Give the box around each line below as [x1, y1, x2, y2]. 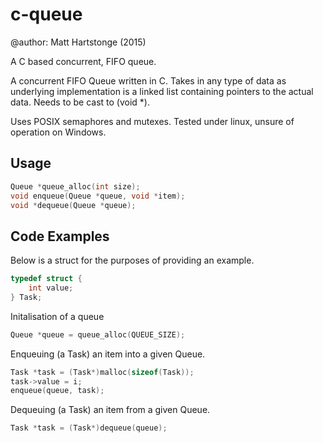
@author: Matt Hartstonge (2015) [10, 36, 147, 48]
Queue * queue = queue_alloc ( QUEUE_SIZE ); [10, 329, 186, 340]
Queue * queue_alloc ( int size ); [10, 181, 141, 192]
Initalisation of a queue [10, 310, 105, 322]
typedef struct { [10, 274, 83, 284]
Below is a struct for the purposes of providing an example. [10, 254, 255, 267]
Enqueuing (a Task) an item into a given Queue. [10, 348, 206, 360]
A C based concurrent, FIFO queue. [10, 55, 157, 67]
